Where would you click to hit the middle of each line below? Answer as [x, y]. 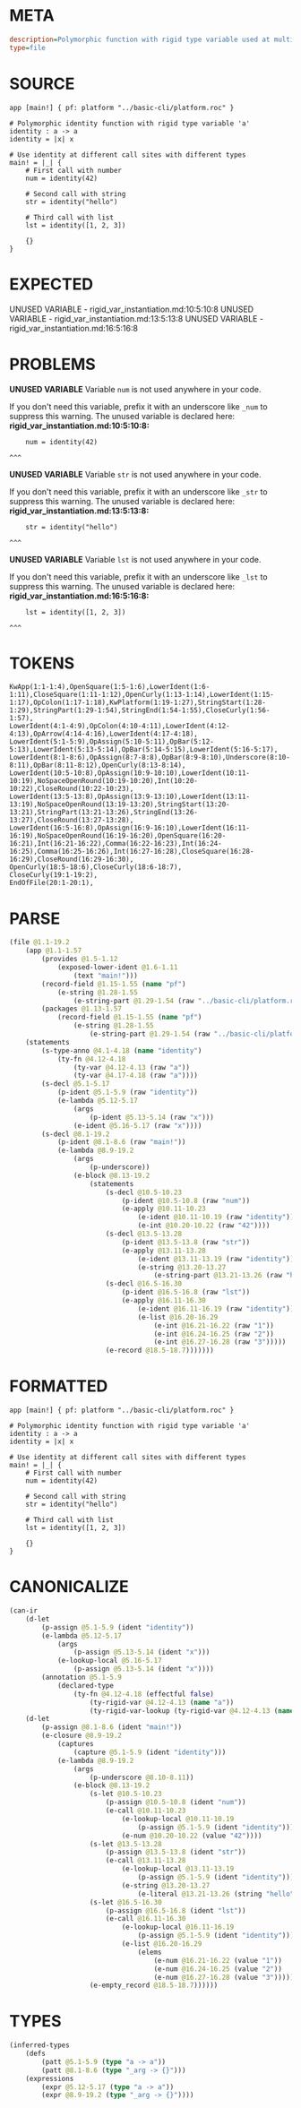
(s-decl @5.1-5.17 [76, 1084]
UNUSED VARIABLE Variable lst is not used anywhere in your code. [135, 559]
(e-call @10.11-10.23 [146, 1811]
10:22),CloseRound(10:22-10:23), [72, 789]
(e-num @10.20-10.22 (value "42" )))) [192, 1836]
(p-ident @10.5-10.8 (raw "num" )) [186, 1200]
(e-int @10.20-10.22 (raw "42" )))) [204, 1226]
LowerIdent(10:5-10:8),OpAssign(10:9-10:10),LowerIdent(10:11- [130, 773]
